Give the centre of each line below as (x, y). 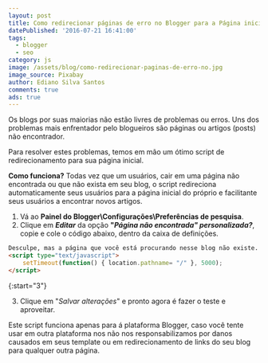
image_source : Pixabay (46, 75)
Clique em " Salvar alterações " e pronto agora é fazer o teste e (122, 301)
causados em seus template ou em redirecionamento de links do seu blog (130, 342)
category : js (30, 60)
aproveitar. (37, 309)
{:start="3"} (28, 285)
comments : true (33, 90)
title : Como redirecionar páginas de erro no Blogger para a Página (124, 23)
